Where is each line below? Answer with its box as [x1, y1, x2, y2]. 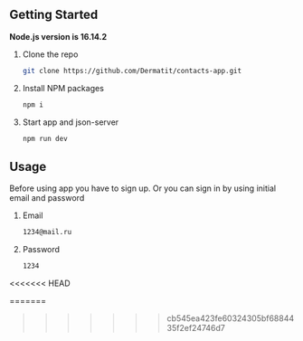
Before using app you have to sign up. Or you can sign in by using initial [9, 183, 277, 194]
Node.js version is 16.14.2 [9, 31, 108, 42]
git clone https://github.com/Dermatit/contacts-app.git [22, 66, 242, 75]
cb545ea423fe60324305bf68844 [166, 313, 295, 324]
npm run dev [22, 134, 68, 143]
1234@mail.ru [22, 228, 72, 237]
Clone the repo [22, 49, 79, 60]
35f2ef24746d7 [166, 323, 226, 333]
